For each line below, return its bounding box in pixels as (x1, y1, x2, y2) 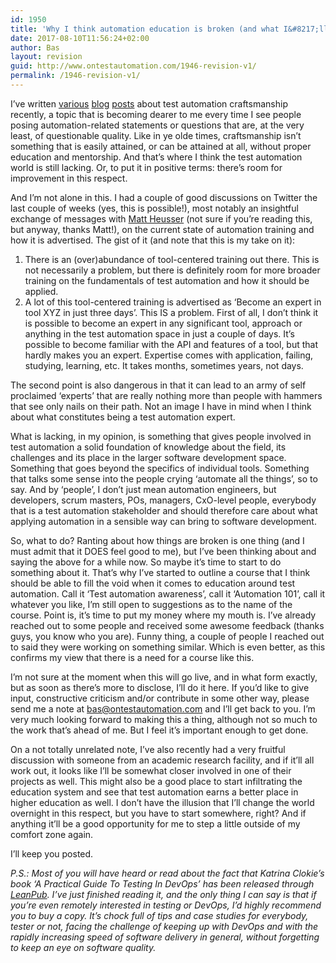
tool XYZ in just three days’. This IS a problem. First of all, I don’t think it (24, 306, 319, 318)
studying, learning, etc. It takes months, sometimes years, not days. (24, 359, 304, 371)
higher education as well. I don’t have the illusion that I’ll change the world (10, 796, 315, 808)
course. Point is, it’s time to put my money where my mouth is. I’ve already (10, 609, 317, 621)
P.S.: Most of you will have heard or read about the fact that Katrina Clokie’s (10, 867, 325, 879)
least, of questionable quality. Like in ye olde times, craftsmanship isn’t (10, 129, 302, 141)
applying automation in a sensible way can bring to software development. (10, 515, 317, 527)
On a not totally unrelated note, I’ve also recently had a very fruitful (10, 743, 286, 755)
